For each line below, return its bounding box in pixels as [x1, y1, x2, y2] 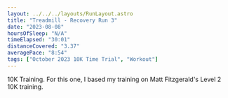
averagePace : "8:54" [7, 50, 68, 57]
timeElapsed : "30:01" [7, 36, 71, 43]
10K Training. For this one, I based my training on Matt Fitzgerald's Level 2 [7, 75, 222, 83]
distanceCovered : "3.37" [7, 43, 80, 50]
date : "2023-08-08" [7, 23, 65, 30]
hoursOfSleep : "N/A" [7, 29, 68, 37]
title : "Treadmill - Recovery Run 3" [7, 17, 118, 24]
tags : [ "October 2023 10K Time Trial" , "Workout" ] [7, 56, 159, 63]
